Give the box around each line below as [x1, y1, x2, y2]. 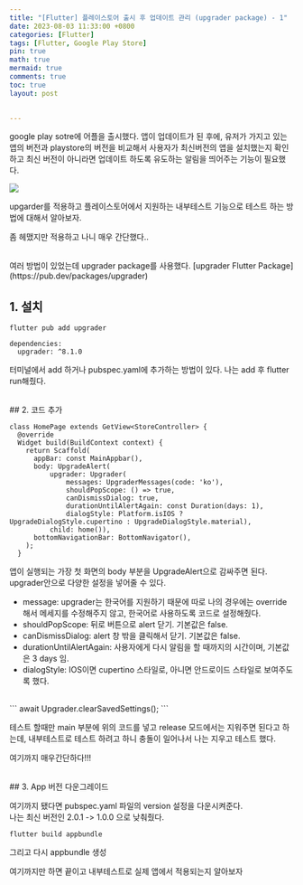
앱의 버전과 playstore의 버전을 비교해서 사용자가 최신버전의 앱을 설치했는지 [9, 142, 272, 154]
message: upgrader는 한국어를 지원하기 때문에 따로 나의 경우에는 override [22, 597, 288, 607]
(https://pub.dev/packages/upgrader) [9, 270, 149, 281]
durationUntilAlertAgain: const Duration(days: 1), [66, 502, 264, 511]
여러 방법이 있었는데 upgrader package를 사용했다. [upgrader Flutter [9, 260, 257, 271]
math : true [9, 55, 50, 64]
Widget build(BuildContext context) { [17, 438, 164, 447]
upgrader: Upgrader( [49, 470, 127, 479]
